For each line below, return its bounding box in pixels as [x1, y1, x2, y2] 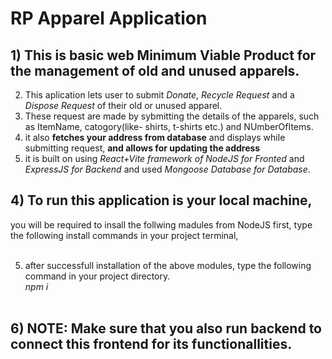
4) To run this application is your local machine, [10, 192, 313, 209]
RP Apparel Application [10, 7, 208, 30]
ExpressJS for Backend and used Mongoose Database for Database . [24, 163, 311, 175]
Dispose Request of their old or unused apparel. [24, 100, 223, 111]
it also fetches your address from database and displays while [24, 132, 286, 143]
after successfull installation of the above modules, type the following [24, 259, 312, 271]
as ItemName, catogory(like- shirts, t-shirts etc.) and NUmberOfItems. [24, 121, 314, 132]
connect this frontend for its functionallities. [10, 336, 293, 353]
